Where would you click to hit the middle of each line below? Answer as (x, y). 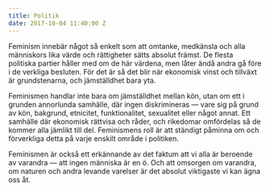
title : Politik (34, 16)
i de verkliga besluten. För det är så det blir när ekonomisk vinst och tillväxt (133, 71)
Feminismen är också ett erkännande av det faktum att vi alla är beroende (131, 154)
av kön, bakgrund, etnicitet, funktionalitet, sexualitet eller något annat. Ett (130, 112)
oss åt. (19, 179)
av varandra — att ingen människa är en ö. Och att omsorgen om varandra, (133, 162)
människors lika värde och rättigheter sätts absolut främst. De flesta (121, 55)
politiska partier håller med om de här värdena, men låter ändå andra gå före (135, 63)
